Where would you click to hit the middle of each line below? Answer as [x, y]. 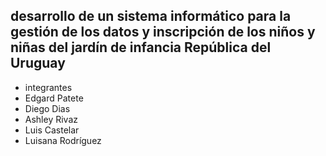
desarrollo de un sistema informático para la [151, 16]
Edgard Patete [54, 98]
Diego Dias [47, 108]
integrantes [48, 87]
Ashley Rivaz [51, 119]
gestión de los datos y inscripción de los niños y [163, 32]
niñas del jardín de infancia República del [141, 47]
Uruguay [38, 63]
